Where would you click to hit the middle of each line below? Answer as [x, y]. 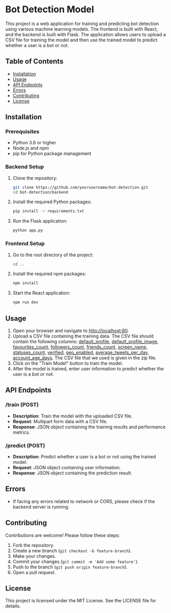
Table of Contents [35, 62]
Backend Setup [25, 167]
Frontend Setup [25, 244]
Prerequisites [22, 132]
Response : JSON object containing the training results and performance [89, 427]
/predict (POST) [25, 445]
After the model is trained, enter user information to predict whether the [88, 368]
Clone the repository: [35, 178]
